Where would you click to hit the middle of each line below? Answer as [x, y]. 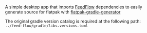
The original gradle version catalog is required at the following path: [73, 21]
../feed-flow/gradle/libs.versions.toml [47, 26]
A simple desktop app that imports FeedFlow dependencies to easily [74, 7]
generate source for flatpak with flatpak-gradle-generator [63, 12]
